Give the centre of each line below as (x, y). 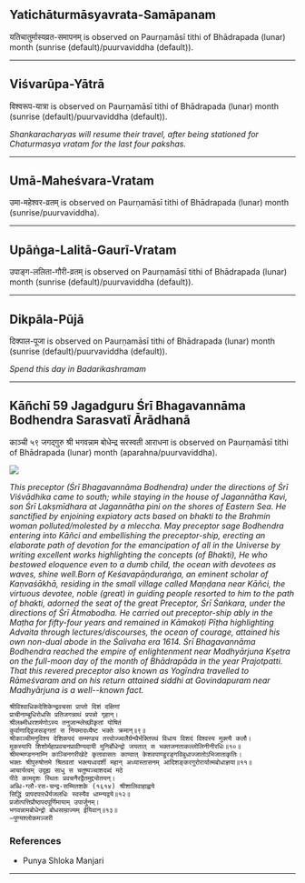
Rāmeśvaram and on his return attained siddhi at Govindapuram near (140, 680)
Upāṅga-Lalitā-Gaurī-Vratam (93, 250)
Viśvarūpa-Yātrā (57, 84)
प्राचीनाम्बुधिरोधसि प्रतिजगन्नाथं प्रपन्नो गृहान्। (64, 714)
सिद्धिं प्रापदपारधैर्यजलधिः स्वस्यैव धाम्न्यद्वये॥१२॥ (70, 794)
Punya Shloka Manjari (63, 861)
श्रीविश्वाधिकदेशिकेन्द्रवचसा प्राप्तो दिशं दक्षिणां (64, 707)
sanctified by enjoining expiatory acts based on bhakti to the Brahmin (140, 516)
